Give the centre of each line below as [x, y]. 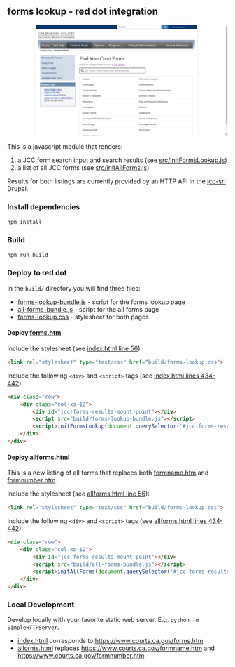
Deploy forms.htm [34, 333]
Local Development [41, 605]
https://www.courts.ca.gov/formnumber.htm [81, 656]
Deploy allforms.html [38, 457]
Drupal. [18, 188]
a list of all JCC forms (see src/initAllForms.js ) [83, 167]
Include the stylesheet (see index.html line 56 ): [74, 348]
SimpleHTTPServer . [33, 627]
